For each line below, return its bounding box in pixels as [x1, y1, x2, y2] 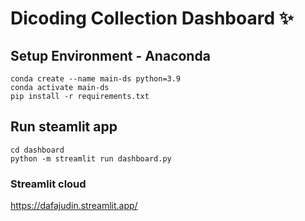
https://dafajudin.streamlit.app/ [10, 200, 138, 212]
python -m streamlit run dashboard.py [10, 153, 172, 164]
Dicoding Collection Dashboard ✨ [10, 7, 294, 30]
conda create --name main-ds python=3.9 [10, 74, 182, 84]
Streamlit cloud [10, 177, 87, 191]
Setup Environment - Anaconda [10, 47, 211, 64]
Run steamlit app [10, 118, 118, 136]
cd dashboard [10, 145, 65, 155]
